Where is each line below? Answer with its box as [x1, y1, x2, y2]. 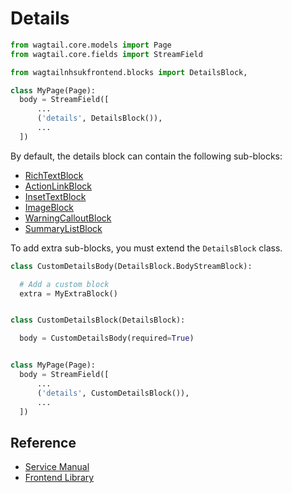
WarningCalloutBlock [24, 212, 112, 224]
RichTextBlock [24, 169, 84, 181]
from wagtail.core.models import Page [10, 40, 172, 50]
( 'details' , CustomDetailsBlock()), [36, 388, 190, 398]
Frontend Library [24, 472, 95, 484]
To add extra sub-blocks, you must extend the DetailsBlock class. [10, 242, 283, 254]
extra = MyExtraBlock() [19, 288, 118, 299]
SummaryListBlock [24, 222, 103, 234]
